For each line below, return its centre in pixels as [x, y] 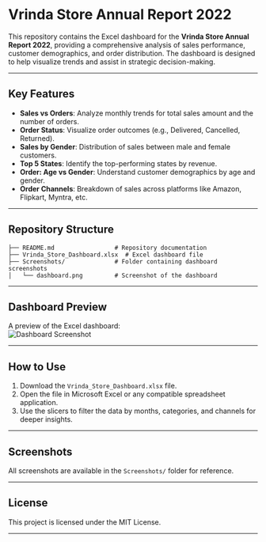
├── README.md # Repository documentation [108, 248]
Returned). [37, 138]
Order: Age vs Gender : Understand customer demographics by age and [137, 172]
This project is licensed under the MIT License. [85, 522]
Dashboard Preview [58, 307]
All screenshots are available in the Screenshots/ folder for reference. [121, 471]
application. [39, 403]
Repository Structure [61, 230]
